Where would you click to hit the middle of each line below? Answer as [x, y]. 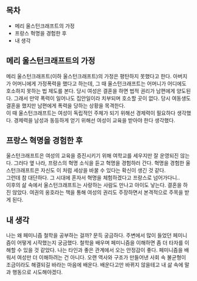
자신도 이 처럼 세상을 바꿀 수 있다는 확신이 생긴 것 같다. [103, 170]
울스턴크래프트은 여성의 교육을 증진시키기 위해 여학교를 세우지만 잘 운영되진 [93, 156]
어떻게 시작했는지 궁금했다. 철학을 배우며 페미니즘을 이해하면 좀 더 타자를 [100, 243]
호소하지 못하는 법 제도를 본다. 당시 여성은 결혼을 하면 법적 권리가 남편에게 [91, 91]
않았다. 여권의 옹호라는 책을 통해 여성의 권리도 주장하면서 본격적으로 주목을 [98, 192]
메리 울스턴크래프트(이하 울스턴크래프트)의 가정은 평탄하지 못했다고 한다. [89, 76]
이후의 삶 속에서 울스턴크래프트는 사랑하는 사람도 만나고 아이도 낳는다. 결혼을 [94, 185]
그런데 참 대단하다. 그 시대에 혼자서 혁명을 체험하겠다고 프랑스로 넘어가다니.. [93, 178]
